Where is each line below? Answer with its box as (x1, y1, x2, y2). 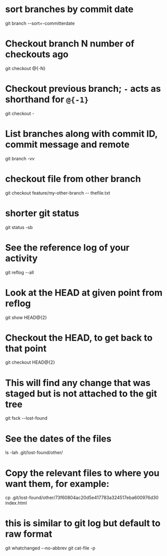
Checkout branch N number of (5, 38, 135, 49)
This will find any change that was (5, 377, 151, 388)
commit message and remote (5, 139, 130, 150)
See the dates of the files (5, 433, 112, 444)
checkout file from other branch (5, 173, 141, 185)
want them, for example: (5, 478, 110, 489)
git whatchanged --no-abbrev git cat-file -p (5, 545, 96, 551)
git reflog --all (5, 269, 34, 275)
